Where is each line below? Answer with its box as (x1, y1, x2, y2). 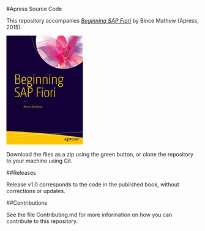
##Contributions (6, 199, 48, 207)
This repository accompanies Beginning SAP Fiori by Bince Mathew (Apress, (6, 17, 199, 24)
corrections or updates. (6, 188, 65, 194)
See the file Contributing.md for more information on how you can (6, 211, 173, 218)
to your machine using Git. (6, 157, 73, 164)
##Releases (6, 169, 37, 176)
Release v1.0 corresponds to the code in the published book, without (6, 181, 179, 188)
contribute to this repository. (6, 218, 78, 225)
